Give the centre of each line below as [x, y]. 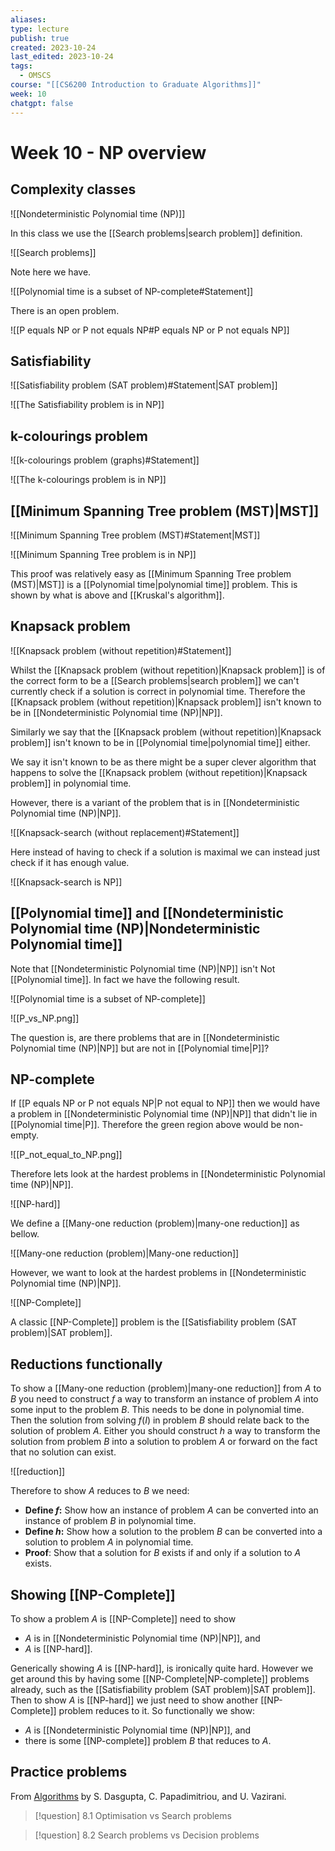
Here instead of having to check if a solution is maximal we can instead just [165, 852]
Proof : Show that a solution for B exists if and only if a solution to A [163, 1553]
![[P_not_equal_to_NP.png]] [66, 1155]
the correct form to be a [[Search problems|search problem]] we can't [155, 680]
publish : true [40, 38]
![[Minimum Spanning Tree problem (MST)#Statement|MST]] [135, 535]
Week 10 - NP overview [108, 152]
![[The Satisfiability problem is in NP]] [87, 405]
